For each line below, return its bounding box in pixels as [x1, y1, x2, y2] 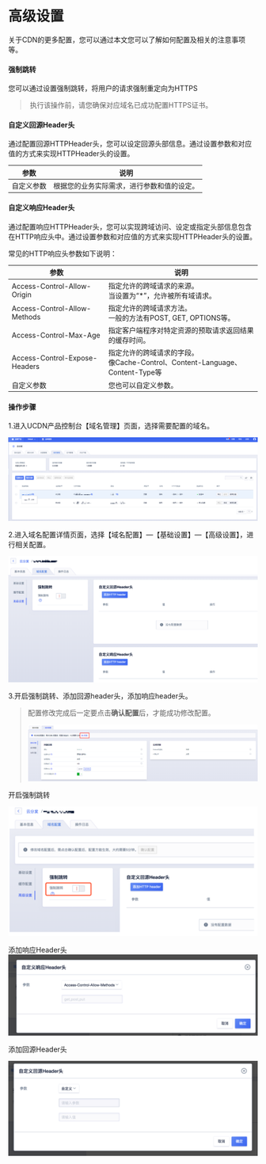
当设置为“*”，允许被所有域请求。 [108, 291, 216, 300]
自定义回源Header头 [8, 120, 75, 129]
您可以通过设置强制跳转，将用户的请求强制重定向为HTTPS [8, 84, 198, 93]
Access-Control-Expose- [11, 353, 97, 363]
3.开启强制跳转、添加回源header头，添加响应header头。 [8, 690, 192, 701]
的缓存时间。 [108, 336, 150, 345]
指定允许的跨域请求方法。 [108, 302, 192, 313]
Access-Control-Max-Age [11, 330, 101, 340]
